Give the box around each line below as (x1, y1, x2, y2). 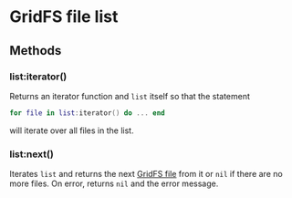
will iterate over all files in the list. (9, 125, 134, 136)
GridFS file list (9, 6, 119, 27)
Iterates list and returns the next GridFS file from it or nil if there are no (9, 169, 283, 180)
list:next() (9, 148, 55, 161)
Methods (9, 43, 62, 58)
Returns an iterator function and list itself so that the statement (9, 90, 251, 101)
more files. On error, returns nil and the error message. (9, 178, 219, 189)
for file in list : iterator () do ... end (9, 108, 166, 118)
